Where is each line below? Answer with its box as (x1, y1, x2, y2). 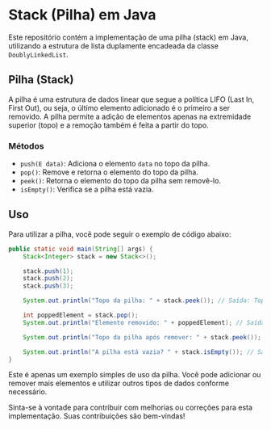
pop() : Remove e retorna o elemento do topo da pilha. (19, 167, 199, 177)
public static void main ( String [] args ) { (8, 245, 153, 253)
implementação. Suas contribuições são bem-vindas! (8, 411, 186, 421)
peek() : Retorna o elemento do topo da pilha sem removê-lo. (19, 176, 222, 186)
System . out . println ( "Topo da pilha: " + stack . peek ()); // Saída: (23, 297, 251, 305)
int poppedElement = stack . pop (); (23, 311, 139, 320)
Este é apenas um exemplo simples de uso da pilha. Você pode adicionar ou (8, 370, 261, 380)
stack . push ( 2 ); (23, 275, 74, 283)
